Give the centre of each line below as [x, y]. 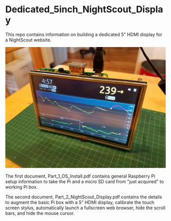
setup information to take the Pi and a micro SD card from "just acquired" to [85, 181]
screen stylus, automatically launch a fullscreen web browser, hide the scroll [85, 208]
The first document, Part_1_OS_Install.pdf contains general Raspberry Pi [80, 176]
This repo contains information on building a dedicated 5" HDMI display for [84, 34]
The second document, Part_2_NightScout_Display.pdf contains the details [84, 197]
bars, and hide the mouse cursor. [40, 213]
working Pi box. [22, 187]
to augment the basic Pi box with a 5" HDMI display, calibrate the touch [80, 202]
